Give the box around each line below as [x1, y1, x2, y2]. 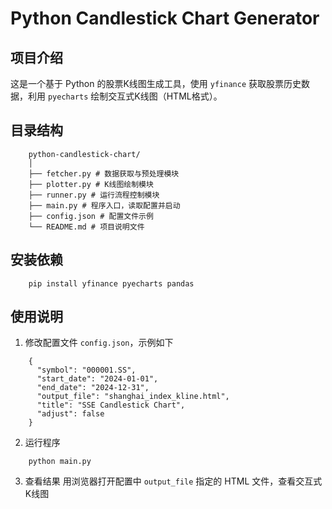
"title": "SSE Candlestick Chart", [36, 400, 186, 411]
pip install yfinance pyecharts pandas [28, 278, 195, 289]
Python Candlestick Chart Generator [10, 7, 320, 30]
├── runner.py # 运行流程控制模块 [28, 190, 160, 200]
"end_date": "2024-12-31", [36, 383, 150, 393]
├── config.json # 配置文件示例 [28, 211, 154, 221]
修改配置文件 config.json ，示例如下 [24, 337, 174, 349]
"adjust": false [36, 409, 105, 419]
